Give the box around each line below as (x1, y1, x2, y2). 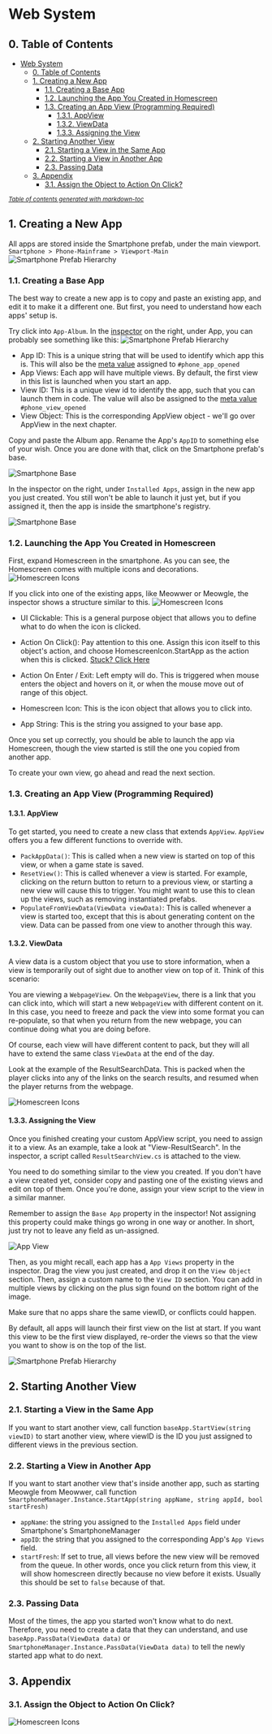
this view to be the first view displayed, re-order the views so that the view (8, 1331, 258, 1341)
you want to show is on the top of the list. (8, 1340, 147, 1350)
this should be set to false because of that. (19, 1577, 166, 1587)
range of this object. (19, 688, 89, 698)
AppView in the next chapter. (19, 420, 118, 430)
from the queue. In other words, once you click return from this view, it (19, 1560, 257, 1570)
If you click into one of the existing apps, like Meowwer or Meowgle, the (8, 589, 249, 599)
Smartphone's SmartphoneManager (19, 1525, 140, 1535)
